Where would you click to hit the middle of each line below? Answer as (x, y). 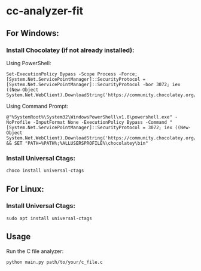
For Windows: (33, 33)
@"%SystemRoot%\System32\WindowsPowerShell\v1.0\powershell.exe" (89, 117)
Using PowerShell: (29, 63)
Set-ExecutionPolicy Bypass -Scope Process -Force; (72, 74)
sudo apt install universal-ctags (49, 218)
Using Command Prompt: (37, 106)
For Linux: (25, 189)
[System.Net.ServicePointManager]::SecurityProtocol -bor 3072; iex (93, 84)
